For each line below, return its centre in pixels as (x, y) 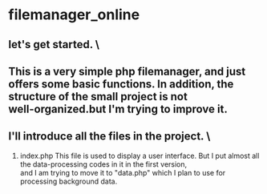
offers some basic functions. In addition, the (121, 84)
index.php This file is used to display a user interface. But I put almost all (140, 156)
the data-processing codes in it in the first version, (103, 164)
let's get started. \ (54, 44)
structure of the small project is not (98, 97)
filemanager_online (74, 15)
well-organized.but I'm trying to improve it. (118, 109)
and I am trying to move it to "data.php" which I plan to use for (123, 172)
